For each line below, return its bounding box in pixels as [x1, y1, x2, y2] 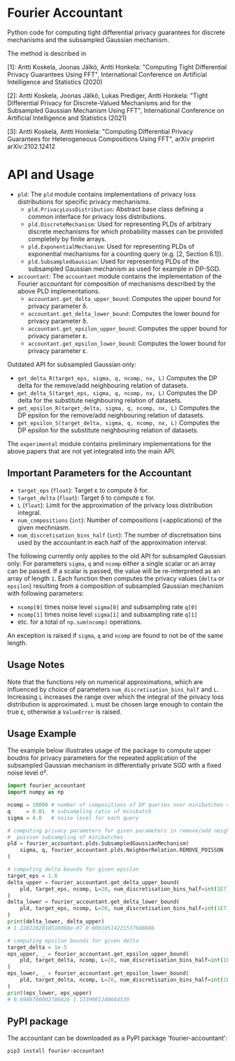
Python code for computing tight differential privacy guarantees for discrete [7, 28, 226, 36]
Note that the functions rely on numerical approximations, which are [7, 677, 204, 686]
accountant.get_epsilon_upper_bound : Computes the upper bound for [27, 324, 227, 333]
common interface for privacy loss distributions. [27, 212, 166, 220]
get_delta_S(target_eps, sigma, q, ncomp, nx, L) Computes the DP [17, 388, 218, 397]
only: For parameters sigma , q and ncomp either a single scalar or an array [7, 559, 216, 568]
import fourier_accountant [7, 782, 86, 789]
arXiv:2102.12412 [7, 142, 56, 150]
